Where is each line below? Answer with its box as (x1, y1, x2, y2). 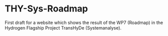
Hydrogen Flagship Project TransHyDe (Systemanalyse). (5, 24, 122, 30)
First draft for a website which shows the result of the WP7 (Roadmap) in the (5, 19, 163, 25)
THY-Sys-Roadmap (5, 3, 89, 14)
